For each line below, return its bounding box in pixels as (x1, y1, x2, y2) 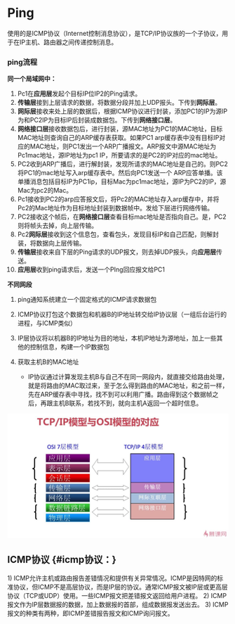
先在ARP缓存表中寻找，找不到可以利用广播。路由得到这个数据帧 (27, 390, 213, 399)
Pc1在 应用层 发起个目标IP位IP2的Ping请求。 (17, 89, 142, 98)
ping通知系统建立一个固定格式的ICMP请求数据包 (17, 295, 157, 304)
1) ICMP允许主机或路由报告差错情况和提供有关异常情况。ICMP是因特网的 (7, 573, 217, 582)
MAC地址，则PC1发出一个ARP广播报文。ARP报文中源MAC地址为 (29, 142, 216, 151)
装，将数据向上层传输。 (17, 239, 86, 248)
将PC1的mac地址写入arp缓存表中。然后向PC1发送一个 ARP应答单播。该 (17, 169, 223, 177)
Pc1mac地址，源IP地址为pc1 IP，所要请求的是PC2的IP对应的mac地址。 (17, 151, 222, 160)
